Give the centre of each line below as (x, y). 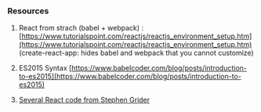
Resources (28, 11)
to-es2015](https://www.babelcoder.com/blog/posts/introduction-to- (130, 77)
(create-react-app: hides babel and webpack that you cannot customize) (136, 53)
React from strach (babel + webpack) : (81, 28)
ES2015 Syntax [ (45, 68)
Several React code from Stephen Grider (84, 100)
